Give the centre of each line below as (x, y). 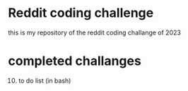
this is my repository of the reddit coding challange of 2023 (94, 32)
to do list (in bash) (45, 80)
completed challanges (75, 61)
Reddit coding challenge (81, 13)
